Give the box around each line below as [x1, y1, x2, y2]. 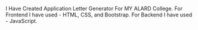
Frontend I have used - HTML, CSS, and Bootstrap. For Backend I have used [5, 11, 193, 18]
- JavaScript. [5, 18, 38, 24]
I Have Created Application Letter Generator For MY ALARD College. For [5, 5, 183, 12]
